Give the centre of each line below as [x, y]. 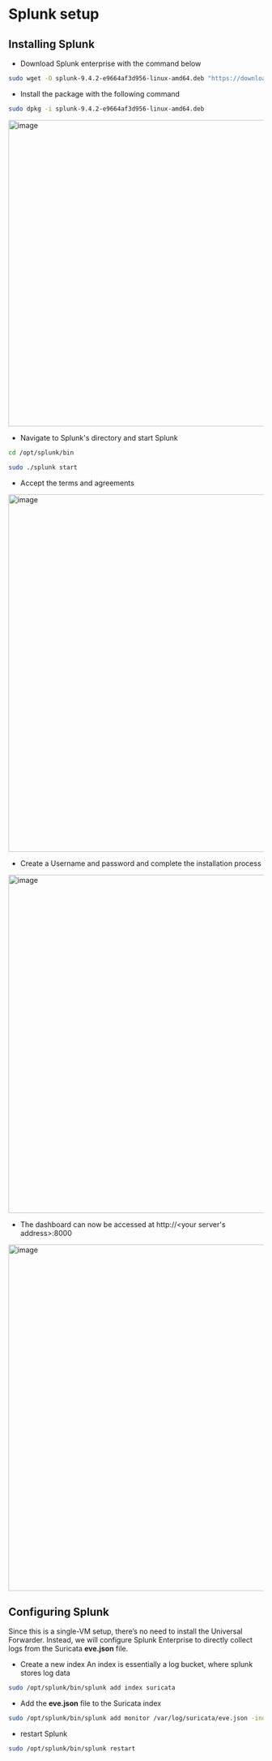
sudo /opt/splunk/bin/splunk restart [72, 1749]
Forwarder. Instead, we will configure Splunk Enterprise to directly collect [131, 1640]
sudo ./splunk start [43, 467]
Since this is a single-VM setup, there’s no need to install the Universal [125, 1631]
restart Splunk [44, 1734]
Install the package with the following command [100, 93]
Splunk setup [54, 14]
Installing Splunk [52, 44]
